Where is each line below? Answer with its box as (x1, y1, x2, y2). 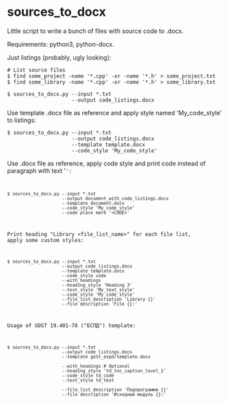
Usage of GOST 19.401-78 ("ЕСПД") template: (7, 322, 136, 329)
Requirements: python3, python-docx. (7, 40, 114, 48)
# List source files (7, 67, 66, 73)
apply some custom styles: (7, 237, 84, 243)
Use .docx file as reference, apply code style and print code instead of (7, 159, 206, 167)
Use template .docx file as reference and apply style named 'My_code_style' (7, 108, 223, 117)
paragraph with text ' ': (7, 166, 73, 175)
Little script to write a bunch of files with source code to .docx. (7, 27, 183, 35)
